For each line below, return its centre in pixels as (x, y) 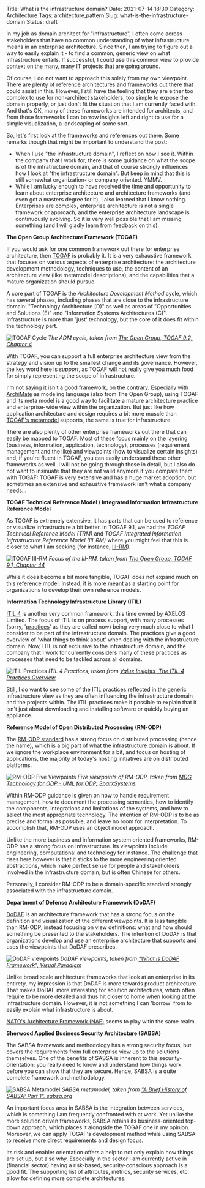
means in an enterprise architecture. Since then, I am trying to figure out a (99, 47)
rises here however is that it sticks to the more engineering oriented (91, 859)
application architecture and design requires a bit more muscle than (91, 413)
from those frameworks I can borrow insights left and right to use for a (95, 117)
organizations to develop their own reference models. (74, 590)
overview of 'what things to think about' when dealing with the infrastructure (103, 640)
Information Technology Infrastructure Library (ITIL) (74, 602)
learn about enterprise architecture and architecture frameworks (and (103, 193)
